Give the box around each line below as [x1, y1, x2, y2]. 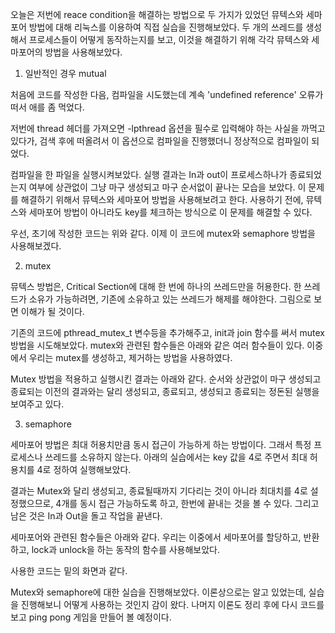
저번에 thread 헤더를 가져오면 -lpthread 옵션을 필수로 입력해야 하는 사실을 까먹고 [10, 123, 326, 134]
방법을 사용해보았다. [44, 46, 123, 58]
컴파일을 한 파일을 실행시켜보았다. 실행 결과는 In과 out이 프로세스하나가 [10, 169, 288, 180]
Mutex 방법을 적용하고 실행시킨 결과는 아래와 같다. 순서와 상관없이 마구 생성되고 [10, 373, 322, 385]
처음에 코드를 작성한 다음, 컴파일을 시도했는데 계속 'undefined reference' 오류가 [10, 89, 324, 100]
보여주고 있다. [10, 398, 65, 410]
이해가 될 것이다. [20, 306, 85, 317]
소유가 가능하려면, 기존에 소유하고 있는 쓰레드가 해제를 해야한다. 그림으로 [28, 293, 312, 305]
